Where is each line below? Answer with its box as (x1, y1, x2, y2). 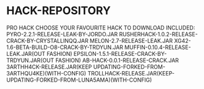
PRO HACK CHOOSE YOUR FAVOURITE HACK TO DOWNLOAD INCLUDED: (6, 24, 195, 31)
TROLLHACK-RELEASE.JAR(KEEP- (87, 69, 175, 77)
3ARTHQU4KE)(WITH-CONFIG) (6, 69, 87, 77)
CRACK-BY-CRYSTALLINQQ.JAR (6, 37, 89, 44)
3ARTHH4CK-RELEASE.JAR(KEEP (6, 63, 92, 71)
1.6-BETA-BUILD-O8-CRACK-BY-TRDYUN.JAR (6, 44, 124, 51)
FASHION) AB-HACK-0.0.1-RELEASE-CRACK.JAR (55, 56, 179, 64)
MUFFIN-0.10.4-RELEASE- (124, 44, 192, 51)
